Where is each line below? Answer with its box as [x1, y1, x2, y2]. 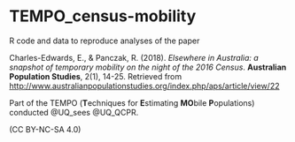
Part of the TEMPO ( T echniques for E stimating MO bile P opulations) [9, 97, 255, 108]
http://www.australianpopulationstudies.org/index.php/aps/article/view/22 [9, 80, 280, 91]
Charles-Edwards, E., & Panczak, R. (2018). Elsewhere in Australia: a [9, 52, 259, 63]
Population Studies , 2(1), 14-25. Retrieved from [9, 71, 182, 81]
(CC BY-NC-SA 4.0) [9, 123, 82, 134]
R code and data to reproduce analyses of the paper [9, 35, 200, 46]
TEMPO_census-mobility [9, 6, 197, 26]
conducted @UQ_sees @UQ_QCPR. [9, 107, 139, 117]
